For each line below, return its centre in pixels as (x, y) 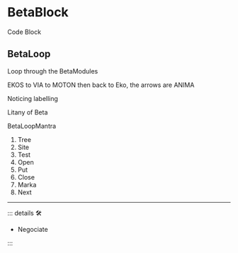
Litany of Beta (28, 112)
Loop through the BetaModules (53, 71)
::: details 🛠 (25, 213)
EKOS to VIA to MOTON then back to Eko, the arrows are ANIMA (101, 85)
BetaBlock (38, 12)
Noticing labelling (33, 98)
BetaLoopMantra (32, 126)
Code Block (24, 32)
